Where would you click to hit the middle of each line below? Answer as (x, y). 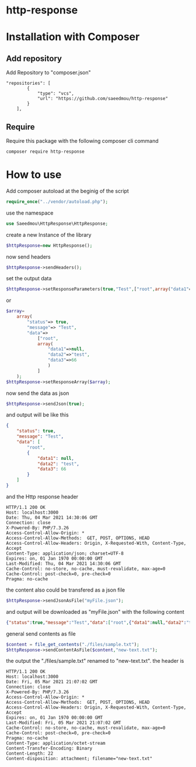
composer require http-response (45, 152)
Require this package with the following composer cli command (82, 141)
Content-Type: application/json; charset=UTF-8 (65, 553)
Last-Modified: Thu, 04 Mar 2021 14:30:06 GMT (64, 563)
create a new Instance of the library (49, 235)
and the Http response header (42, 496)
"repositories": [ (28, 83)
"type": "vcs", (56, 94)
